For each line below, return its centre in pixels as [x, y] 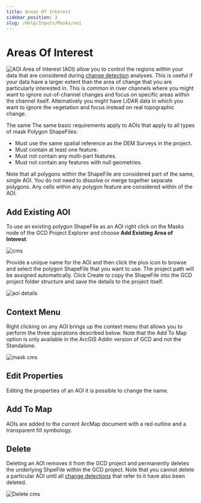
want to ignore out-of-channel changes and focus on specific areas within [98, 95]
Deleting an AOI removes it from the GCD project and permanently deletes [98, 463]
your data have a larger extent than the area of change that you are [89, 82]
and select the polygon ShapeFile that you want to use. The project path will [100, 269]
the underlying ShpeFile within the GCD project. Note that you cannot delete [100, 470]
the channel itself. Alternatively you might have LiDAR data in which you [95, 101]
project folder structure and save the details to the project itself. [85, 282]
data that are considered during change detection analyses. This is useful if [100, 76]
